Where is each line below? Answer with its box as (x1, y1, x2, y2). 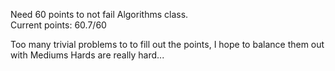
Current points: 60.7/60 (10, 19, 107, 31)
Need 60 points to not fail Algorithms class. (10, 9, 189, 20)
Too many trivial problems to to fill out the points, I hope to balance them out (10, 39, 325, 50)
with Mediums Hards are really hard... (10, 49, 165, 61)
